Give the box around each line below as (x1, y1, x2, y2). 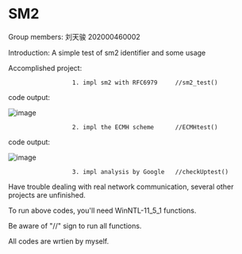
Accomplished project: (8, 63, 83, 72)
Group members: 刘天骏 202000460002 (8, 32, 140, 41)
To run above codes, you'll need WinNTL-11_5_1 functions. (8, 206, 197, 215)
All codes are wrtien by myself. (8, 236, 109, 246)
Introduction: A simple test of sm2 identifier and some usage (8, 48, 206, 57)
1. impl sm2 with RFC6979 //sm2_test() (71, 79, 218, 87)
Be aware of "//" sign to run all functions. (8, 221, 142, 230)
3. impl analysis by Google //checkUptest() (71, 167, 229, 175)
